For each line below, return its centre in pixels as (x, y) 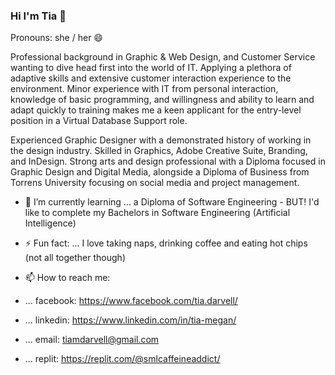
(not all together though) (75, 258)
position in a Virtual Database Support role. (99, 121)
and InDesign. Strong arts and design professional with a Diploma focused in (168, 161)
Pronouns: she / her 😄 (56, 38)
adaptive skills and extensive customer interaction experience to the (151, 78)
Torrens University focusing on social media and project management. (155, 183)
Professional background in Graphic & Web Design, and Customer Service (163, 57)
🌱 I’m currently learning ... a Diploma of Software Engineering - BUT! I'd (172, 202)
